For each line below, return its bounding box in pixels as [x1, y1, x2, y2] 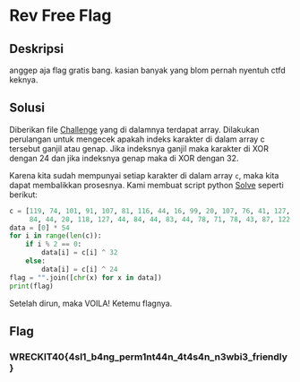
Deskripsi [9, 41, 64, 56]
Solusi [9, 100, 45, 116]
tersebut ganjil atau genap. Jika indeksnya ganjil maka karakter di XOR [9, 143, 269, 153]
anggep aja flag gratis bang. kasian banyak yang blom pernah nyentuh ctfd [9, 65, 287, 75]
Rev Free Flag [9, 5, 112, 26]
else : [25, 256, 47, 265]
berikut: [9, 189, 39, 200]
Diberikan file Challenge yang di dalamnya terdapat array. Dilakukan [9, 124, 260, 135]
